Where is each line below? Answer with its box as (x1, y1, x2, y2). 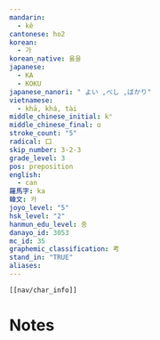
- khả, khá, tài (17, 104, 77, 113)
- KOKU (17, 79, 42, 88)
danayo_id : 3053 (9, 228, 69, 237)
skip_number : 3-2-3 (9, 145, 82, 154)
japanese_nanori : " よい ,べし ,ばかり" (9, 87, 152, 96)
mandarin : (9, 12, 46, 22)
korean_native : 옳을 (9, 54, 82, 63)
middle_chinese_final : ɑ (9, 121, 101, 130)
